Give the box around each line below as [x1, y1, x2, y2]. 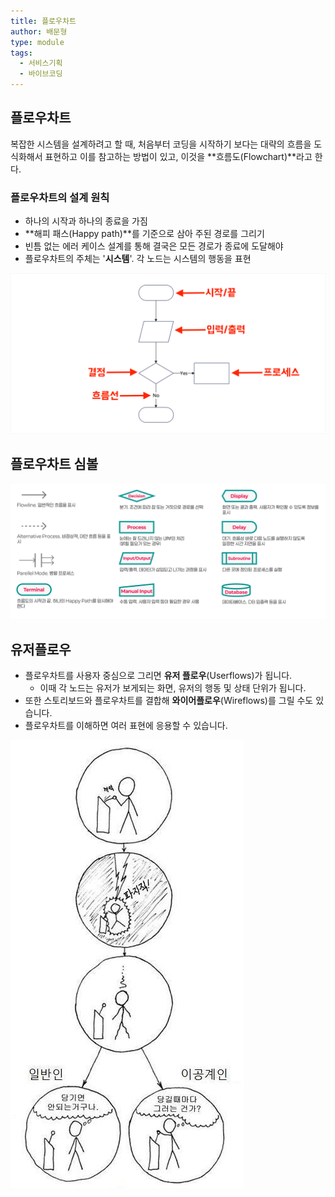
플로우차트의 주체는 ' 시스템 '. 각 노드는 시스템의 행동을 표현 [24, 253, 252, 265]
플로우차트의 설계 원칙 [10, 190, 110, 204]
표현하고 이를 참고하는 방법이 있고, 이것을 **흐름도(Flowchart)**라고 [44, 150, 313, 162]
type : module [10, 37, 65, 47]
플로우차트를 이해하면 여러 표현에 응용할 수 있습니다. [24, 720, 228, 732]
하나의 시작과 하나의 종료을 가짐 [24, 215, 148, 227]
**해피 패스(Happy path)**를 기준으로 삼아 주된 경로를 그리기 [24, 228, 265, 240]
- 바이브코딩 [19, 69, 63, 79]
